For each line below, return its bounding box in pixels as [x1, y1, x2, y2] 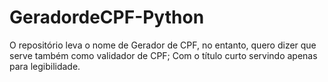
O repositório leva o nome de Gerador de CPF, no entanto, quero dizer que [9, 39, 317, 51]
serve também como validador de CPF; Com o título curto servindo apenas [9, 49, 318, 61]
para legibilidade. [9, 60, 81, 72]
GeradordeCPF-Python [9, 6, 205, 29]
